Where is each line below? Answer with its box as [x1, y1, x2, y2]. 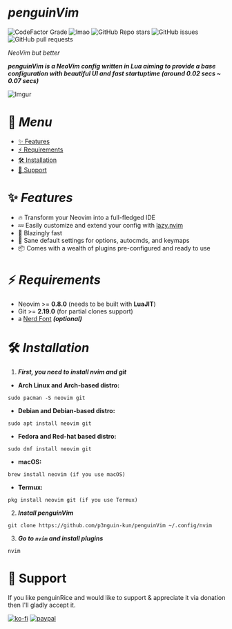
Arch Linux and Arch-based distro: [17, 381, 120, 389]
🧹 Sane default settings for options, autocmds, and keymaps [17, 236, 190, 244]
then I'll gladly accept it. [8, 601, 76, 609]
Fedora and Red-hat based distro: [17, 432, 117, 440]
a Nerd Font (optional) [17, 314, 82, 322]
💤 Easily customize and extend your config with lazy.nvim [17, 221, 184, 229]
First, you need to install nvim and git [17, 367, 127, 376]
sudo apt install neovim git [8, 420, 92, 427]
